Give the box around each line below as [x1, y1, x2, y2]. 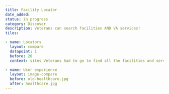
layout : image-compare [10, 72, 57, 77]
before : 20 [10, 53, 33, 58]
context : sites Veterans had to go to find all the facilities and [10, 58, 154, 63]
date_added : [5, 12, 30, 17]
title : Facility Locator [5, 7, 57, 12]
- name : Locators [5, 39, 42, 45]
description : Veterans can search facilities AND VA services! [5, 26, 141, 31]
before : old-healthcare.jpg [10, 76, 69, 81]
